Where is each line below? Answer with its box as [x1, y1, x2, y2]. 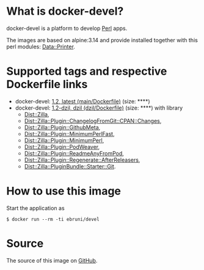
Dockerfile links [6, 78, 88, 91]
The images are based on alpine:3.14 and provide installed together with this [6, 36, 199, 43]
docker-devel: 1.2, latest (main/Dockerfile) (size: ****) [15, 97, 151, 105]
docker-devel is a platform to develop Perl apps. [6, 24, 128, 32]
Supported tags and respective [6, 64, 167, 78]
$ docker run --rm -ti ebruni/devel [6, 216, 100, 222]
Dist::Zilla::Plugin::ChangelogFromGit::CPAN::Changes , [24, 117, 162, 124]
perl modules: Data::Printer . [6, 43, 75, 50]
